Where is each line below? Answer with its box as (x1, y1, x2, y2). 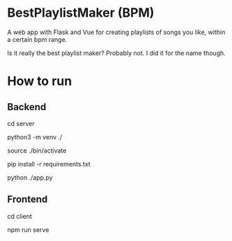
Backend (7, 101, 47, 113)
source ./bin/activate (7, 146, 67, 155)
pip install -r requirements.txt (7, 160, 91, 168)
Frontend (7, 194, 48, 205)
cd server (7, 119, 35, 127)
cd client (7, 212, 33, 220)
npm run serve (7, 225, 49, 234)
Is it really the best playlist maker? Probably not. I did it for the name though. (7, 49, 226, 57)
